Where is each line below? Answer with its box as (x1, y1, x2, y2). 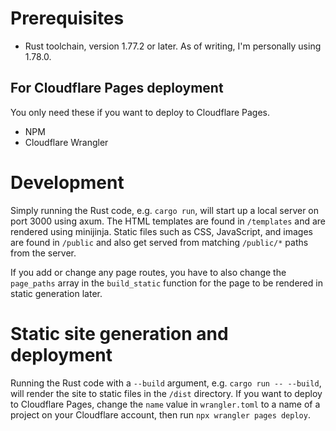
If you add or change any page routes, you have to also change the (10, 266, 287, 278)
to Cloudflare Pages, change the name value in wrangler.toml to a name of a (10, 398, 321, 410)
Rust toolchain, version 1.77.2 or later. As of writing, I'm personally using (24, 40, 322, 52)
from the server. (10, 247, 77, 259)
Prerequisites (10, 7, 125, 30)
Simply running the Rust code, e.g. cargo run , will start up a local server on (10, 204, 320, 216)
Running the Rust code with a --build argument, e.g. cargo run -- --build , (10, 377, 322, 389)
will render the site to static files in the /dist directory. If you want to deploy (10, 387, 323, 399)
